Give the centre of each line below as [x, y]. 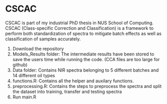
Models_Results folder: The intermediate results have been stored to [83, 54]
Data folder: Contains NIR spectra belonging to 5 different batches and [86, 70]
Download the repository [38, 48]
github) [20, 65]
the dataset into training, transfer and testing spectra [67, 91]
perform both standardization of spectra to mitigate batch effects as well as [83, 33]
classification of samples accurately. [43, 39]
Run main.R [24, 97]
